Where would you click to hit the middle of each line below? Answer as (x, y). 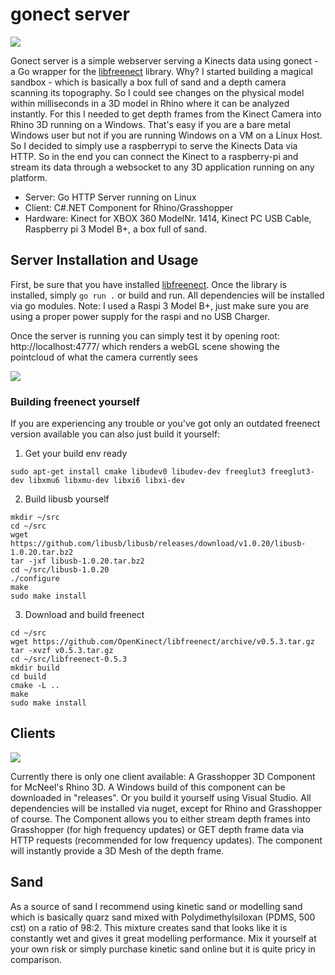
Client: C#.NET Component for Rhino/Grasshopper (129, 207)
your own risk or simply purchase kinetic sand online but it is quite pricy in (163, 949)
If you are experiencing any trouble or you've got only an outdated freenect (165, 424)
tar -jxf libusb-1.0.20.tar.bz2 (77, 561)
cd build (28, 677)
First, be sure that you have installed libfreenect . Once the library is (148, 284)
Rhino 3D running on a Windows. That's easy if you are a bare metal (150, 124)
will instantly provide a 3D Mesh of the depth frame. (117, 850)
